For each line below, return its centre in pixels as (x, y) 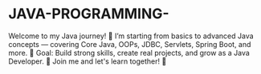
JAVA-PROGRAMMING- (89, 14)
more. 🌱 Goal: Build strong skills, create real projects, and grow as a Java (129, 53)
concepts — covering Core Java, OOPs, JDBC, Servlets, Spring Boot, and (130, 44)
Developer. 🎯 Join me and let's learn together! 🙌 (88, 61)
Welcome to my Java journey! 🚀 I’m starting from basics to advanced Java (131, 36)
